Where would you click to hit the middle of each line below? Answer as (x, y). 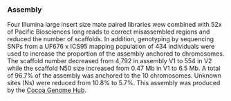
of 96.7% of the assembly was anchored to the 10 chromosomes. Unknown (114, 76)
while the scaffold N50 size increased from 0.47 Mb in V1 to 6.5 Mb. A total (114, 68)
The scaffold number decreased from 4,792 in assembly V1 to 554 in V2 (110, 61)
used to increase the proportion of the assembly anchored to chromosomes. (116, 54)
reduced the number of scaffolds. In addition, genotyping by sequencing (111, 39)
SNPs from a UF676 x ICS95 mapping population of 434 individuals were (111, 47)
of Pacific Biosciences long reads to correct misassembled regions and (109, 32)
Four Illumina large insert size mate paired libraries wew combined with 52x (115, 25)
